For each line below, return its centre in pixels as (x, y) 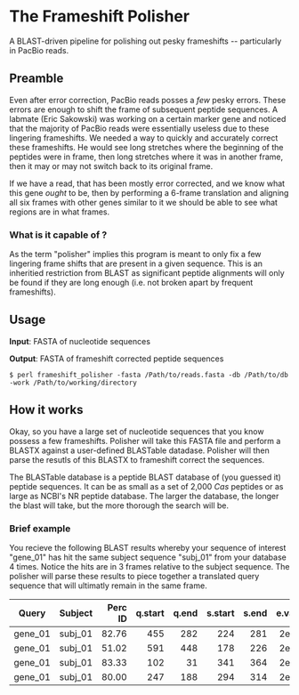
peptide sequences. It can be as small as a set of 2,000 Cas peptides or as (146, 486)
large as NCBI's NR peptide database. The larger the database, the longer (144, 496)
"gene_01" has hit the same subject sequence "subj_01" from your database (148, 557)
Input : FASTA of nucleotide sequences (80, 341)
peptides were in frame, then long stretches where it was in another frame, (146, 157)
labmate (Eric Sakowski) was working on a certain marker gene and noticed (148, 118)
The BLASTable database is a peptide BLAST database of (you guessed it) (145, 477)
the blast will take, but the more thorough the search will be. (119, 505)
